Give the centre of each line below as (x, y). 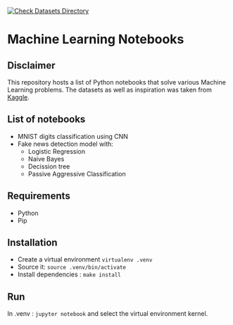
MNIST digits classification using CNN (73, 136)
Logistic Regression (57, 151)
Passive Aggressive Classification (77, 173)
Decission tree (49, 166)
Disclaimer (31, 65)
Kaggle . (19, 97)
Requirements (39, 196)
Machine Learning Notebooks (96, 39)
